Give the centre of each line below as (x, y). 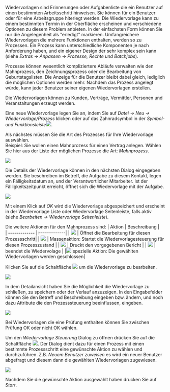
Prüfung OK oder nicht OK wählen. (41, 328)
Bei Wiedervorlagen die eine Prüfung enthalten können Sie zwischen (77, 322)
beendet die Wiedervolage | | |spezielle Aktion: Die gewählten (72, 251)
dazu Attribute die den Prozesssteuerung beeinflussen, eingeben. (74, 303)
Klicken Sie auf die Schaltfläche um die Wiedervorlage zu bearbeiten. (81, 267)
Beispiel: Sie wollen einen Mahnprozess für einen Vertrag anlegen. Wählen (83, 145)
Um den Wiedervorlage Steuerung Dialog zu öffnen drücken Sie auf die (80, 338)
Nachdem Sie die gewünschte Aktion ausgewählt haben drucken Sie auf (81, 379)
